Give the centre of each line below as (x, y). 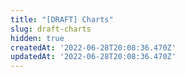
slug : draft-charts (51, 29)
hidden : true (37, 38)
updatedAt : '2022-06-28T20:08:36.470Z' (93, 57)
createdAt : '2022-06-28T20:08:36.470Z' (93, 47)
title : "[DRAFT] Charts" (62, 19)
